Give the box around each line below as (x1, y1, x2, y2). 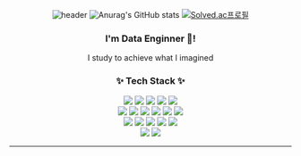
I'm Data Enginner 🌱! (105, 32, 196, 45)
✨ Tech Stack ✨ (116, 75, 185, 87)
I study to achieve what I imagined (87, 53, 214, 63)
